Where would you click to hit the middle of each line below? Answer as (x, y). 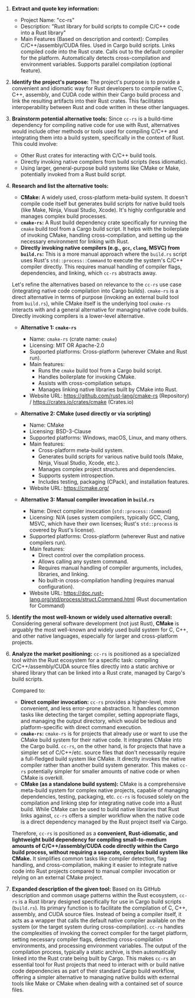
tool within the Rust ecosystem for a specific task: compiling (85, 660)
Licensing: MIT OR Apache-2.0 (67, 345)
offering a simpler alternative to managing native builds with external (95, 977)
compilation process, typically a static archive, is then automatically (94, 952)
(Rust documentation (161, 599)
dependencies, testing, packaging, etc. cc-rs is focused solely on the (105, 797)
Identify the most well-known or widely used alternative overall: (92, 617)
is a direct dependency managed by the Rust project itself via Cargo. (104, 822)
